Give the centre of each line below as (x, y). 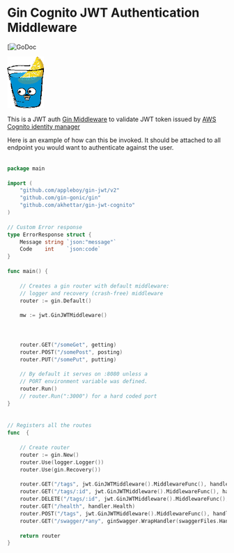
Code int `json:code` (60, 249)
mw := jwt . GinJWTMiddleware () (64, 316)
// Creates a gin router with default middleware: (95, 286)
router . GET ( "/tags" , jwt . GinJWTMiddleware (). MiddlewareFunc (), (114, 484)
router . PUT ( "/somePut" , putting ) (68, 359)
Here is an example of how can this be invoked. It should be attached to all (114, 140)
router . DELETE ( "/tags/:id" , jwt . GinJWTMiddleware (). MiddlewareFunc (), (124, 499)
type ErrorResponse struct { (49, 235)
